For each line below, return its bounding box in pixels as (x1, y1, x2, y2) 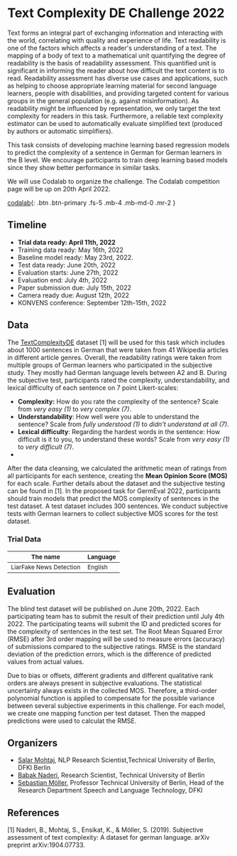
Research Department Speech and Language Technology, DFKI (17, 786, 204, 795)
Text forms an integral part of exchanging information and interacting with (7, 28, 224, 37)
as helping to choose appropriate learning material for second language (7, 81, 217, 90)
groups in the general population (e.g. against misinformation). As (7, 96, 199, 105)
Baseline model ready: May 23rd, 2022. (17, 253, 133, 261)
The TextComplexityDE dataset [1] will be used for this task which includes (7, 338, 226, 347)
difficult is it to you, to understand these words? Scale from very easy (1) (17, 435, 231, 443)
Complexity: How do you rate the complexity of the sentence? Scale (17, 397, 219, 406)
